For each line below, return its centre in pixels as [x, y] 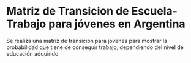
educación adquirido [32, 53]
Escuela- [154, 11]
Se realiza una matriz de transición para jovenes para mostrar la [87, 41]
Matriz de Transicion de [68, 11]
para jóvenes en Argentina [117, 24]
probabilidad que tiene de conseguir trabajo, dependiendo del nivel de [95, 47]
